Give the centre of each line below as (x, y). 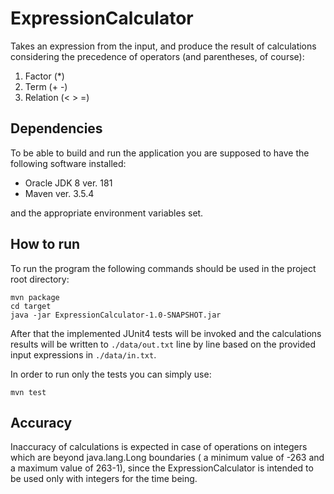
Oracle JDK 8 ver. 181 (68, 183)
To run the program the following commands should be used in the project (163, 268)
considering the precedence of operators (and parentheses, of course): (157, 56)
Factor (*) (44, 76)
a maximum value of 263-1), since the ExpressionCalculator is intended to (162, 468)
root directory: (40, 279)
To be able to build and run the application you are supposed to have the (160, 153)
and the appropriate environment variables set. (107, 213)
